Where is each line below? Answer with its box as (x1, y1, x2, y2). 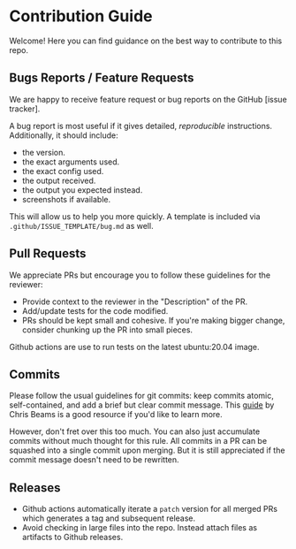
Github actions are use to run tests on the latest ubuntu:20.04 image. (9, 341, 260, 352)
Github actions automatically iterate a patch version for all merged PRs (21, 504, 278, 515)
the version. (21, 147, 66, 157)
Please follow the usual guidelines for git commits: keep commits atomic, (9, 391, 274, 401)
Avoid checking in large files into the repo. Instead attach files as (21, 522, 258, 533)
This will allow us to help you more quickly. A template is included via (9, 210, 261, 222)
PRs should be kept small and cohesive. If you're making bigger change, (21, 315, 285, 325)
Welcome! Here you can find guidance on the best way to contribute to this (9, 35, 283, 46)
